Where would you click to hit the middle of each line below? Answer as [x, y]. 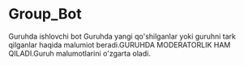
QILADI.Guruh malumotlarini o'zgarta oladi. [80, 53]
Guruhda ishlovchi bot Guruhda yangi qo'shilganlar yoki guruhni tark [122, 36]
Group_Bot [45, 14]
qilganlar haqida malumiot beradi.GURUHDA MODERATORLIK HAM [120, 44]
